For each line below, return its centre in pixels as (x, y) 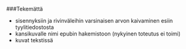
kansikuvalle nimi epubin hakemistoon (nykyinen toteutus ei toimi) (98, 34)
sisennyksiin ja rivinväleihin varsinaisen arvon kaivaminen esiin (94, 21)
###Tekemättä (25, 9)
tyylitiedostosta (34, 27)
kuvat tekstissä (34, 40)
